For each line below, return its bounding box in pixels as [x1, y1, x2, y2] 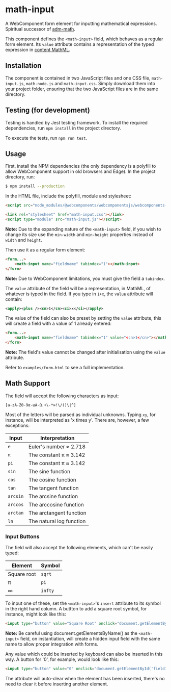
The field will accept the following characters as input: [5, 393, 119, 399]
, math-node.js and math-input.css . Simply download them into [23, 80, 155, 86]
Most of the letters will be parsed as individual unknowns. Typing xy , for [5, 412, 156, 418]
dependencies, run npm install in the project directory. [5, 125, 121, 131]
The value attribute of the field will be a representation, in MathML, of [5, 285, 151, 291]
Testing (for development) [5, 106, 90, 115]
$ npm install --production [5, 184, 65, 189]
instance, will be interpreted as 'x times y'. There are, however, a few [5, 417, 149, 423]
